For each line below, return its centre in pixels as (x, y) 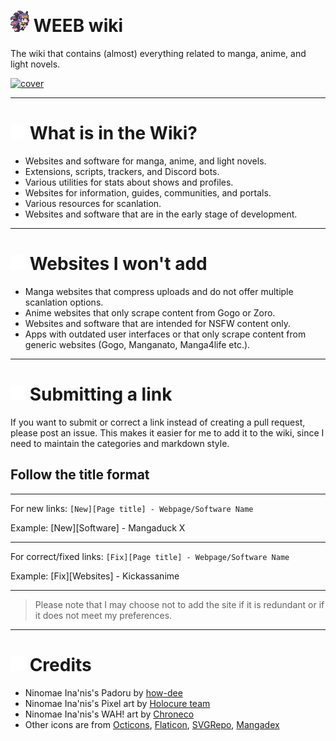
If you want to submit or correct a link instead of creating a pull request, (158, 422)
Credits (60, 664)
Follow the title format (80, 475)
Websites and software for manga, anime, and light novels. (145, 161)
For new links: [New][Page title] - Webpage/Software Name (132, 508)
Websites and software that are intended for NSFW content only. (158, 323)
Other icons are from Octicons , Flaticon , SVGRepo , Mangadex (152, 724)
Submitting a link (101, 394)
